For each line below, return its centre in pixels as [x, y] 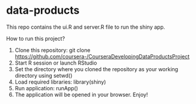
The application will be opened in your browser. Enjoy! [81, 94]
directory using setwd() [43, 75]
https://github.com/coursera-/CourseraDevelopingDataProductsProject [102, 56]
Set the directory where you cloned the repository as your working [97, 69]
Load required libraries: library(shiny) [60, 82]
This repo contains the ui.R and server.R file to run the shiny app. [86, 27]
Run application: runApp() [46, 88]
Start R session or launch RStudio [56, 63]
